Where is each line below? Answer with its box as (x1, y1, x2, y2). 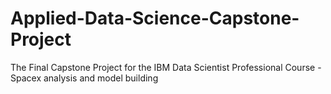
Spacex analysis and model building (10, 72, 159, 84)
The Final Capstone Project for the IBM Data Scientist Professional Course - (10, 61, 322, 73)
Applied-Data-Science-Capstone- (10, 7, 300, 30)
